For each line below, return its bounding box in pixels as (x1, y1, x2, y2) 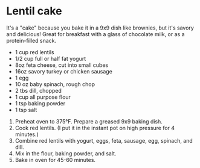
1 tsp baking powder (15, 99, 66, 107)
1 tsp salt (15, 106, 37, 113)
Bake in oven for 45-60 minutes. (15, 156, 95, 163)
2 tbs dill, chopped (15, 87, 62, 94)
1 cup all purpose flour (15, 93, 71, 101)
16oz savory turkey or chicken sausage (15, 67, 113, 75)
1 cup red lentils (15, 48, 54, 55)
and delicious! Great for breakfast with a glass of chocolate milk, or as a (6, 30, 185, 37)
